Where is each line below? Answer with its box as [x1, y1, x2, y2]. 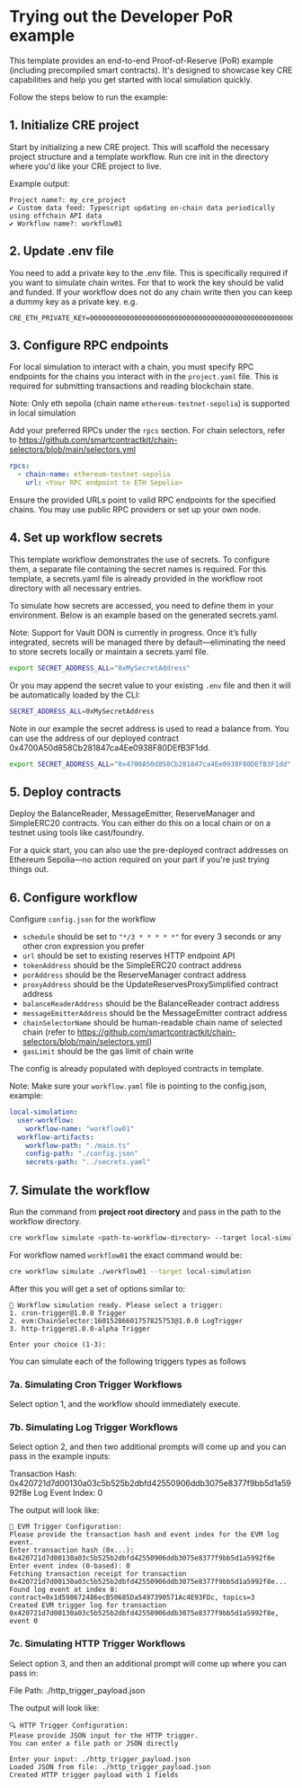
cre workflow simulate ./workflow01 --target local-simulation [9, 1267, 252, 1276]
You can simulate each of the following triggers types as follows [9, 1356, 247, 1366]
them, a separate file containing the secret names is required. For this [9, 564, 267, 574]
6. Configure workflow [9, 890, 138, 905]
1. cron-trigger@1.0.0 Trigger [9, 1308, 127, 1318]
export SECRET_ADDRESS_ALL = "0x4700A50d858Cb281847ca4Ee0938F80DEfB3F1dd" [9, 760, 292, 769]
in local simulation [9, 407, 76, 419]
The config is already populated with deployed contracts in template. [9, 1063, 264, 1074]
